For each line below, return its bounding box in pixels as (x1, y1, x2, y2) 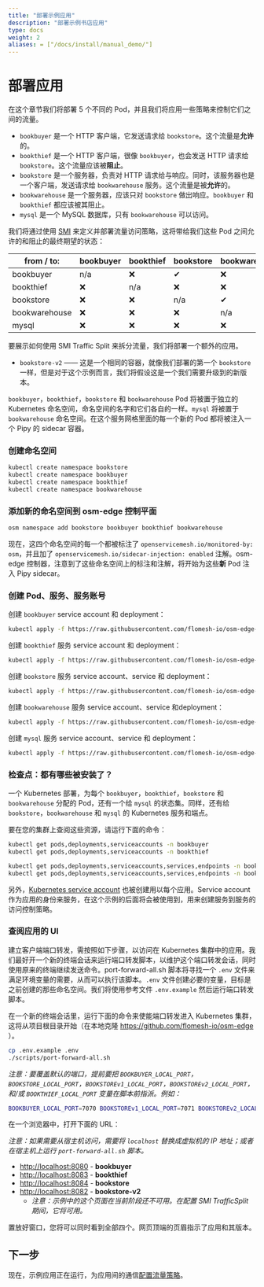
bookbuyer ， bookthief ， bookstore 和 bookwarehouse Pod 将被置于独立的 (8, 394, 238, 404)
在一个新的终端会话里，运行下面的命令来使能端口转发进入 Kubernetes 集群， (8, 1011, 256, 1020)
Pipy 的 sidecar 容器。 (16, 424, 89, 433)
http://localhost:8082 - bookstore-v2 (19, 1187, 141, 1197)
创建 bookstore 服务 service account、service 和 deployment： (8, 672, 212, 681)
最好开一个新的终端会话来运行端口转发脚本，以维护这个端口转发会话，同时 (14, 955, 256, 964)
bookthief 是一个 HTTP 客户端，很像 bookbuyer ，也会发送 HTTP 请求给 (19, 151, 249, 160)
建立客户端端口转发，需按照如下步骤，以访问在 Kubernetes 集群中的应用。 (8, 945, 249, 954)
